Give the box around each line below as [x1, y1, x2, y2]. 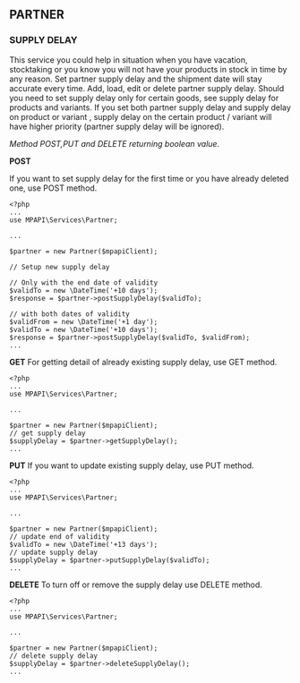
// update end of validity [9, 532, 110, 541]
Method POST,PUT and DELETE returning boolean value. [9, 138, 220, 149]
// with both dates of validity [9, 309, 130, 319]
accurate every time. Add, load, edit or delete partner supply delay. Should [9, 82, 285, 93]
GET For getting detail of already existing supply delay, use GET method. [9, 356, 278, 367]
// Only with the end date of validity [9, 277, 159, 287]
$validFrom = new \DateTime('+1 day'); [9, 317, 159, 326]
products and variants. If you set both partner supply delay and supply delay [9, 102, 291, 113]
